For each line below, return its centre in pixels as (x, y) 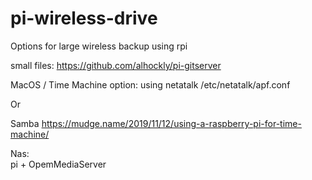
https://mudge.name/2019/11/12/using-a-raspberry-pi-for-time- (171, 123)
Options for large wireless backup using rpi (99, 46)
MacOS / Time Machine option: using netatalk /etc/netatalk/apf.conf (150, 84)
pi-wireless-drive (84, 18)
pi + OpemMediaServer (58, 164)
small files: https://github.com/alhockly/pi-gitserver (116, 65)
